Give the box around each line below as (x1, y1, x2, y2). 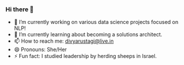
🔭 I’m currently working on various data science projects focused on (13, 19, 179, 26)
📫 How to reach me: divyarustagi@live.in (13, 37, 114, 45)
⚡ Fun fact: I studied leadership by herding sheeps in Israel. (13, 53, 157, 60)
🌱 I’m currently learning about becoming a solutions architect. (13, 31, 163, 38)
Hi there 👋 (5, 5, 34, 13)
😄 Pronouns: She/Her (13, 46, 67, 53)
